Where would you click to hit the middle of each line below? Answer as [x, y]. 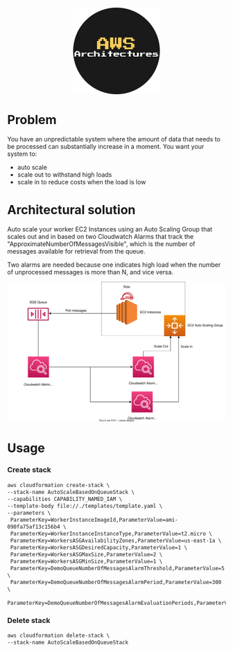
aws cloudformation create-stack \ [59, 485]
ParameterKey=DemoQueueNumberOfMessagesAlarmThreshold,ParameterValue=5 [118, 568]
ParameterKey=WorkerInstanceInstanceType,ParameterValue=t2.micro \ [111, 534]
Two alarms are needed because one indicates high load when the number [114, 265]
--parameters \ [29, 513]
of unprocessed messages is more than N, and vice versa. [90, 272]
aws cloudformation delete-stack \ [59, 635]
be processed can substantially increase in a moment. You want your [106, 146]
